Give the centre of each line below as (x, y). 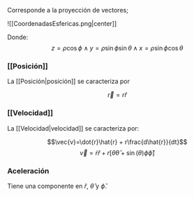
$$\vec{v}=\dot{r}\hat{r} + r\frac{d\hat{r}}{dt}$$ (117, 142)
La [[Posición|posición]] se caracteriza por (69, 81)
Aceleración (28, 170)
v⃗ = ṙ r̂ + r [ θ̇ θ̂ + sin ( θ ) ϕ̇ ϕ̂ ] (117, 152)
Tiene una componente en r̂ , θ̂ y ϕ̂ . (57, 186)
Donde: (18, 37)
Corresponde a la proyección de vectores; (68, 10)
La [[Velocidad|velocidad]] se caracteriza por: (73, 128)
